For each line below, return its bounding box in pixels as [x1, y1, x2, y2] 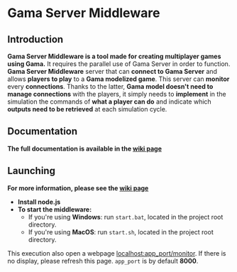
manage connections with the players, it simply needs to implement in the [7, 90, 226, 98]
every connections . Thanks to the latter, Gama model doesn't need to [7, 82, 214, 90]
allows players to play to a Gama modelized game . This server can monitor [7, 75, 230, 83]
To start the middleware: [17, 205, 92, 214]
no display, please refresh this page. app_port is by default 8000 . [7, 256, 199, 265]
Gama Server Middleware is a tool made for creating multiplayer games [7, 52, 221, 60]
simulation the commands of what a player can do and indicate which [7, 97, 211, 106]
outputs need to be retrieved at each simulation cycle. [7, 105, 167, 113]
